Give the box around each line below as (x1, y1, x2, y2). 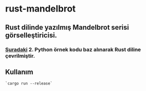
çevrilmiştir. (5, 52, 35, 59)
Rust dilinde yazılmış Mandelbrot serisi (5, 23, 129, 32)
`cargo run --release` (5, 81, 53, 86)
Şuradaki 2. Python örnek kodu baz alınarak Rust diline (5, 46, 141, 53)
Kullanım (5, 67, 34, 76)
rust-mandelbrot (5, 3, 76, 15)
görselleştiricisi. (5, 31, 57, 39)
